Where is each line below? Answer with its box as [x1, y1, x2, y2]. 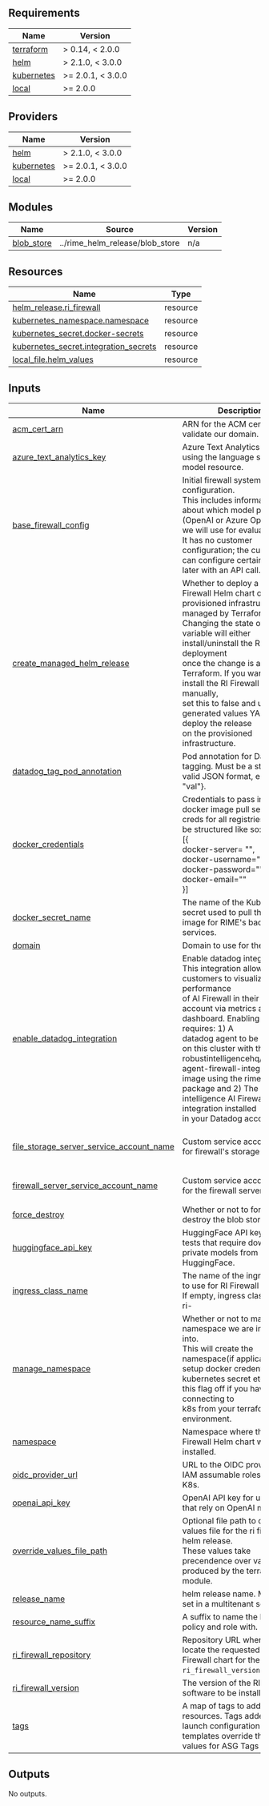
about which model [182, 504, 255, 516]
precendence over [182, 1555, 252, 1567]
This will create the [182, 1343, 254, 1354]
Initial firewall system [182, 475, 262, 486]
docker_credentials [12, 839, 84, 850]
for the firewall [182, 1185, 237, 1196]
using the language [182, 451, 255, 463]
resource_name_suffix [12, 1616, 96, 1627]
